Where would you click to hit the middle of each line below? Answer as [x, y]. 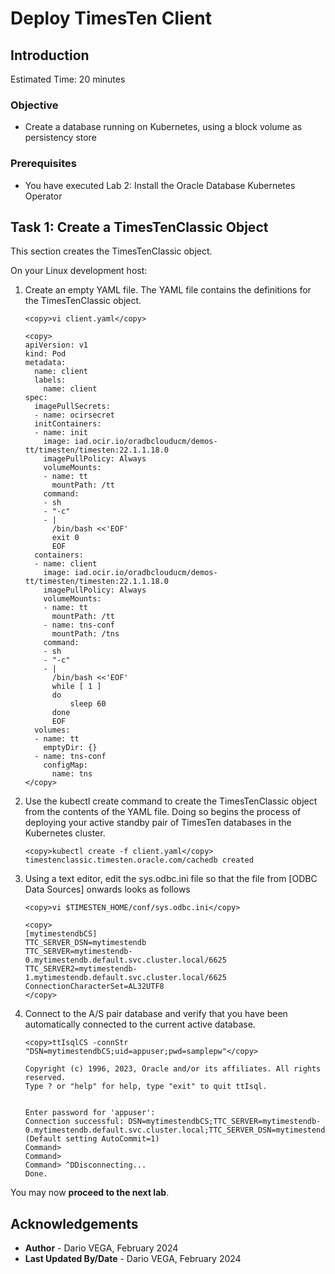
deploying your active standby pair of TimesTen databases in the [158, 823]
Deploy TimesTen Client [111, 18]
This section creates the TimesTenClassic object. [111, 251]
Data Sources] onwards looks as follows [107, 889]
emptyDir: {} [70, 748]
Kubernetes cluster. [65, 833]
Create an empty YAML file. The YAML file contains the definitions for [168, 290]
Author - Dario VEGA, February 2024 [101, 1248]
